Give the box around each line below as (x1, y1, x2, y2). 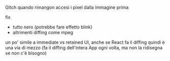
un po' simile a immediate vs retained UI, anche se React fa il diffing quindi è (5, 39, 165, 45)
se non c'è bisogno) (5, 50, 47, 56)
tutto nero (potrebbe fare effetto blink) (12, 24, 93, 30)
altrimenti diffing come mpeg (12, 29, 74, 35)
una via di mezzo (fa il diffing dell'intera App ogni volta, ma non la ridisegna (5, 45, 163, 50)
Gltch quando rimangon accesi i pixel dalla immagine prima (5, 5, 129, 10)
